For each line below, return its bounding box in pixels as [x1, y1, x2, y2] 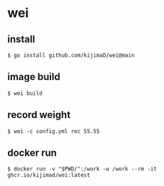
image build [7, 71, 60, 83]
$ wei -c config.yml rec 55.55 [7, 127, 100, 135]
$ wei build [7, 90, 43, 97]
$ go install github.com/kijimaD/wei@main [7, 52, 135, 59]
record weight [7, 109, 71, 121]
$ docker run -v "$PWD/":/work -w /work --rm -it [7, 165, 158, 173]
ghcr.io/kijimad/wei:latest [7, 172, 91, 179]
